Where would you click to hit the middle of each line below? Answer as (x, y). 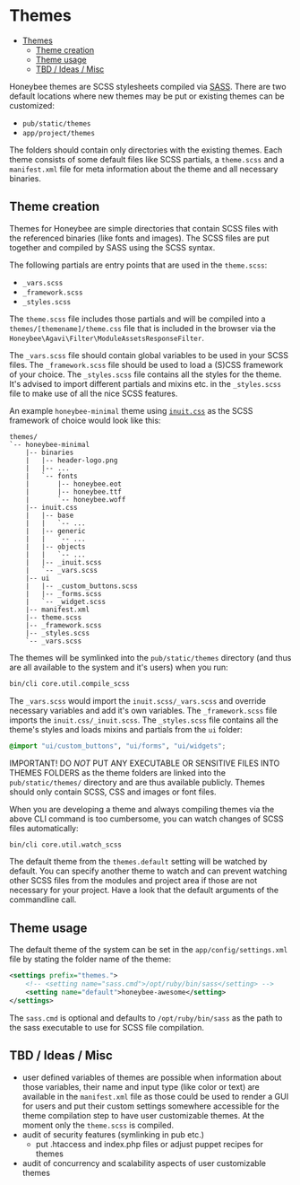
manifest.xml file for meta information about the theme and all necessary (144, 169)
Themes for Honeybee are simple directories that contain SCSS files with (144, 228)
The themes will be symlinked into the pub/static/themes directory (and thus (150, 657)
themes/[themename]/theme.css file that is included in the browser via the (142, 328)
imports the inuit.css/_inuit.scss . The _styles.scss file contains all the (144, 720)
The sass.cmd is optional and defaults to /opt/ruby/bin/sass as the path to (146, 1018)
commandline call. (43, 900)
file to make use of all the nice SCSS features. (94, 393)
